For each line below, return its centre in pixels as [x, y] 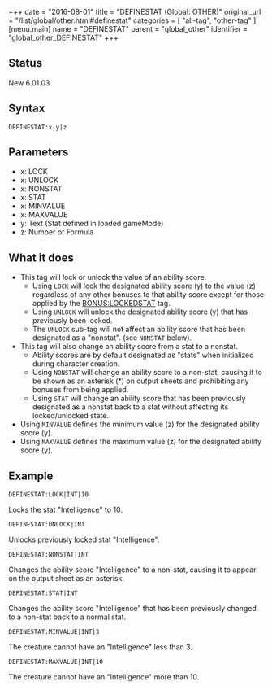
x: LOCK [34, 172]
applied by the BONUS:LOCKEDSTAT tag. [101, 304]
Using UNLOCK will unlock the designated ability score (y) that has [140, 312]
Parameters [39, 153]
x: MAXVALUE [44, 215]
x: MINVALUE [43, 206]
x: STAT [33, 198]
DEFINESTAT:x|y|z [38, 127]
